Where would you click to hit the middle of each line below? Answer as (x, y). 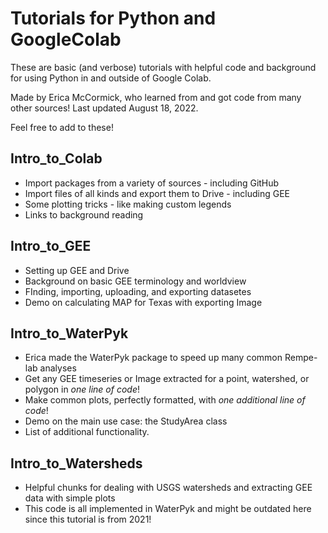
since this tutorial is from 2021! (88, 519)
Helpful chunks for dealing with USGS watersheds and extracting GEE (168, 488)
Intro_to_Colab (56, 158)
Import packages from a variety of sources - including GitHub (152, 183)
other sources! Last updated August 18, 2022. (104, 108)
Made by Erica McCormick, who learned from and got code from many (156, 97)
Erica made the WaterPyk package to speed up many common (153, 358)
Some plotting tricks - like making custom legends (128, 204)
